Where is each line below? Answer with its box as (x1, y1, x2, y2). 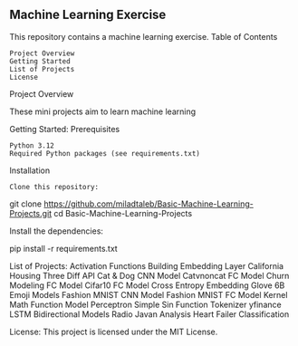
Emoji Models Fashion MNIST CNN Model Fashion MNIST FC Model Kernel (9, 289, 288, 300)
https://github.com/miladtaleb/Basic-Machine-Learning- (43, 198, 254, 209)
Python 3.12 (9, 140, 54, 150)
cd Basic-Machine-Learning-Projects (53, 207, 193, 218)
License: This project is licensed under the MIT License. (9, 326, 218, 337)
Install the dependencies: (9, 226, 104, 236)
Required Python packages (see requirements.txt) (9, 149, 201, 158)
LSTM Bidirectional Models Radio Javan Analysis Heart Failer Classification (9, 308, 290, 320)
